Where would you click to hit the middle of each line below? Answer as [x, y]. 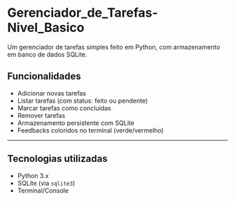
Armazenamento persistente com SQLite [76, 123]
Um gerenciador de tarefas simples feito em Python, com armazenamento [114, 47]
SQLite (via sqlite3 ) [46, 183]
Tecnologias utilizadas [57, 159]
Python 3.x [33, 175]
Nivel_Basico [46, 28]
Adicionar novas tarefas [51, 93]
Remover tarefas [41, 115]
